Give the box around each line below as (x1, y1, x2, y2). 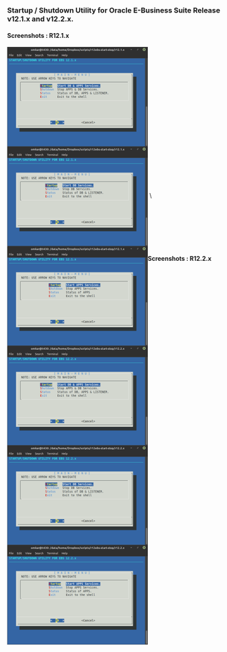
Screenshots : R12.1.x (7, 31, 69, 39)
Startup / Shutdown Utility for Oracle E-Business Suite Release (7, 6, 221, 15)
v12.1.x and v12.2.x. (7, 14, 74, 23)
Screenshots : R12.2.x (147, 254, 212, 262)
